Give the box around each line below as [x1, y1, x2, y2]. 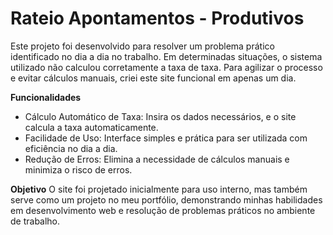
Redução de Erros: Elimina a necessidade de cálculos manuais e [24, 153, 290, 165]
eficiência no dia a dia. [24, 142, 118, 154]
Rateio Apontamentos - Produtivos [10, 7, 305, 30]
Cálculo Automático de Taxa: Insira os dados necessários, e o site [24, 110, 297, 122]
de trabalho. [10, 215, 61, 227]
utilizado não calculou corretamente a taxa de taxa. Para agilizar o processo [10, 61, 323, 73]
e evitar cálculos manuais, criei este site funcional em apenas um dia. [10, 72, 297, 84]
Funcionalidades [10, 91, 82, 103]
